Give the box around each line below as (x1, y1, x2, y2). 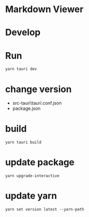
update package (5, 157, 74, 168)
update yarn (5, 190, 57, 202)
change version (5, 83, 72, 95)
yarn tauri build (5, 140, 42, 145)
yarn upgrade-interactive (5, 173, 59, 179)
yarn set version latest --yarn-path (5, 207, 84, 212)
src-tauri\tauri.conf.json (12, 100, 62, 106)
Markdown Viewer (5, 4, 84, 15)
